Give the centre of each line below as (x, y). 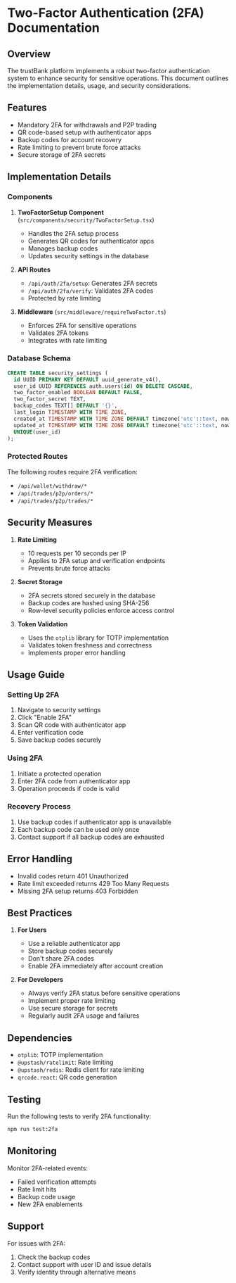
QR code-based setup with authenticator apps (85, 132)
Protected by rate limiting (64, 298)
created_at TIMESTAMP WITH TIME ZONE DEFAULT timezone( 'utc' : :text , (116, 419)
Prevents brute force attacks (69, 568)
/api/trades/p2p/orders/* (55, 493)
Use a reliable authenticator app (74, 944)
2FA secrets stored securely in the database (92, 595)
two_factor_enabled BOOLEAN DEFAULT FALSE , (78, 393)
